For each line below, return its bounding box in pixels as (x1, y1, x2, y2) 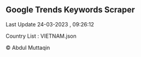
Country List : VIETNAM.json (5, 32, 77, 40)
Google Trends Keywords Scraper (5, 5, 135, 15)
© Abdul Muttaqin (5, 44, 51, 51)
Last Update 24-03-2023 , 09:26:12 (5, 20, 95, 28)
